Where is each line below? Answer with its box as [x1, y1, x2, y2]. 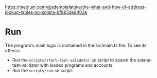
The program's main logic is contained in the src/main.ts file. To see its [5, 42, 147, 48]
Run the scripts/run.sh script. [12, 67, 73, 73]
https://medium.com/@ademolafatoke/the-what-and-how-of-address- [5, 4, 147, 10]
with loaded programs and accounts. [40, 62, 114, 68]
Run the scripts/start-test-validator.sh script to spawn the [12, 57, 136, 63]
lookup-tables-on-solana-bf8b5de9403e [5, 9, 87, 15]
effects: [5, 47, 20, 53]
